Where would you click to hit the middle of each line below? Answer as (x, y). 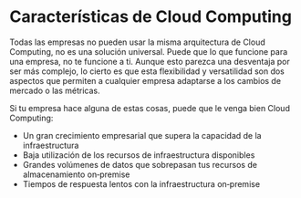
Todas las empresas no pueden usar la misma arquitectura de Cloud (138, 42)
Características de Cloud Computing (150, 17)
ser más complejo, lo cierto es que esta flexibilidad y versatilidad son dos (147, 71)
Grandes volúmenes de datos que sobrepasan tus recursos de (140, 164)
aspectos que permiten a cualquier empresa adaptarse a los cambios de (145, 80)
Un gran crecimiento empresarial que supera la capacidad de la (142, 135)
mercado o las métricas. (55, 90)
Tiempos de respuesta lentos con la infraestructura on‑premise (141, 183)
